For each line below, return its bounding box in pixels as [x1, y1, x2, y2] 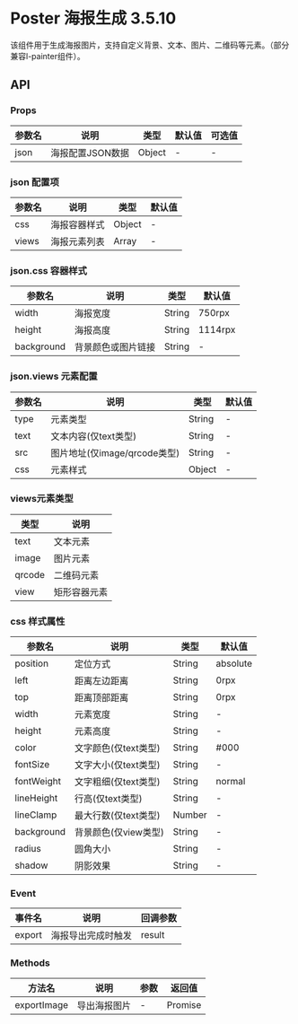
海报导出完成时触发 [50, 930, 133, 942]
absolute [215, 657, 253, 670]
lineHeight [14, 792, 58, 804]
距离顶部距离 [74, 692, 129, 705]
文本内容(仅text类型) [50, 430, 137, 442]
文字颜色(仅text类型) [74, 742, 161, 755]
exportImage [14, 998, 69, 1011]
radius [14, 843, 41, 855]
